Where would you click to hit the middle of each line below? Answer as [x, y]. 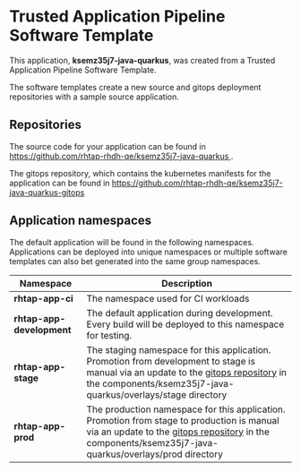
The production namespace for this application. [186, 409]
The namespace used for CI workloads [168, 298]
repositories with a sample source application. [94, 97]
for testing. [109, 335]
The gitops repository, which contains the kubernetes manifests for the [140, 173]
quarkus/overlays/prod [135, 454]
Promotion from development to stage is [171, 361]
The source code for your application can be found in [107, 146]
